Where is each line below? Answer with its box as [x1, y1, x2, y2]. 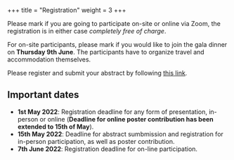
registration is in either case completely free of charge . [7, 27, 167, 35]
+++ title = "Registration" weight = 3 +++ [7, 6, 126, 14]
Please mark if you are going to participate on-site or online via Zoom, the [7, 20, 221, 27]
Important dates [7, 89, 79, 101]
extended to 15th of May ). [17, 122, 94, 131]
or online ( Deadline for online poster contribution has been [39, 115, 214, 123]
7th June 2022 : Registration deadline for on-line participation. [17, 145, 198, 153]
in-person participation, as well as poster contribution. [17, 137, 175, 145]
